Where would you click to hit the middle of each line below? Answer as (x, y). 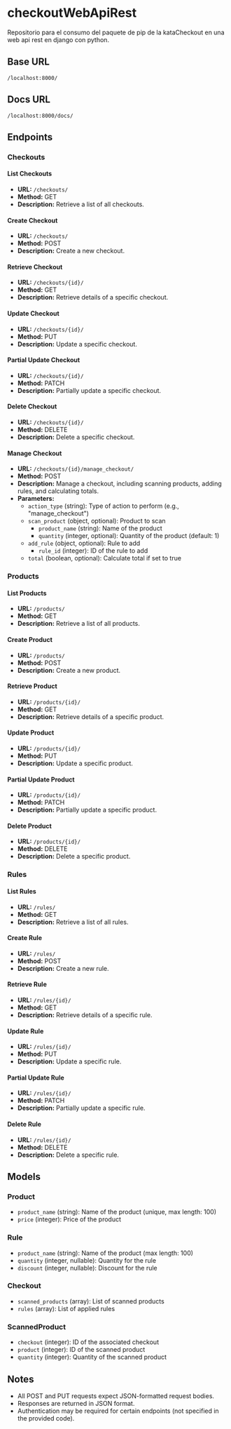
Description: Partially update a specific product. (87, 810)
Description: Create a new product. (69, 670)
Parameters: (36, 499)
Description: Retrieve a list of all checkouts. (81, 204)
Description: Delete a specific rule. (68, 1155)
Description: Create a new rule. (63, 968)
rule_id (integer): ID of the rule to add (93, 551)
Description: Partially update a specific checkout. (89, 390)
